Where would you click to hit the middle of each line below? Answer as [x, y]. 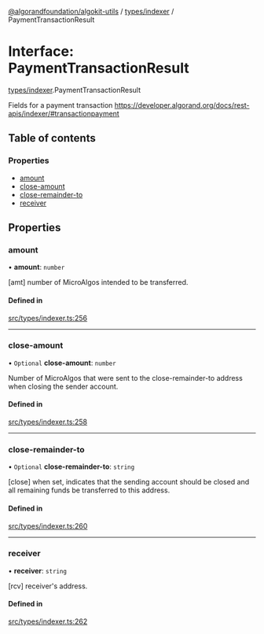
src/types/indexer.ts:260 [48, 525]
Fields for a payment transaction [60, 105]
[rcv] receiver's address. [48, 586]
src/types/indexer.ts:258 [48, 422]
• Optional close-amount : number [62, 363]
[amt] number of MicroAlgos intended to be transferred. [98, 282]
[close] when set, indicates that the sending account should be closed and [129, 482]
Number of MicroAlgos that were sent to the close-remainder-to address [126, 378]
